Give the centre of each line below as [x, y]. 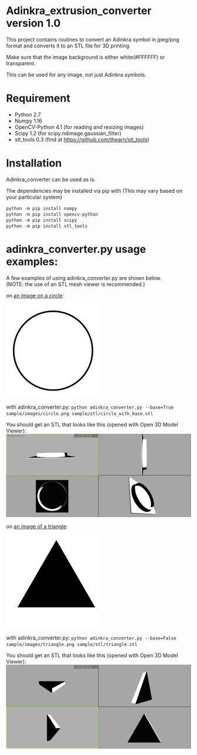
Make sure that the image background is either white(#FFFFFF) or [86, 57]
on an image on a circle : [35, 295]
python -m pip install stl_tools [47, 226]
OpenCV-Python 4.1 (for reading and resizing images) [79, 127]
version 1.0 [33, 23]
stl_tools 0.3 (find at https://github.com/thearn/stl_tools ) [82, 140]
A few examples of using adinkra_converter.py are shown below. [84, 278]
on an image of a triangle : [37, 526]
